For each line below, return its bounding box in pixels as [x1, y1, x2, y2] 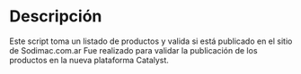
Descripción [9, 6, 102, 27]
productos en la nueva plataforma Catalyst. [9, 54, 169, 65]
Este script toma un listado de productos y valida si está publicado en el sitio [9, 36, 293, 46]
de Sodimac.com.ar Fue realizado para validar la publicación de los [9, 45, 258, 55]
